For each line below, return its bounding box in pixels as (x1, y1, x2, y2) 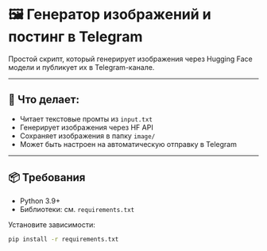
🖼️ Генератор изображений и (8, 6, 212, 24)
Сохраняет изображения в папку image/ (19, 131, 156, 141)
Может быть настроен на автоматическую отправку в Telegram (19, 139, 237, 149)
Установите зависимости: (8, 219, 95, 230)
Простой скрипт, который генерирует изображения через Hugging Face (8, 54, 253, 64)
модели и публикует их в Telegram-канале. (8, 62, 155, 71)
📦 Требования (8, 171, 86, 184)
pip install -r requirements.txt (8, 235, 119, 243)
